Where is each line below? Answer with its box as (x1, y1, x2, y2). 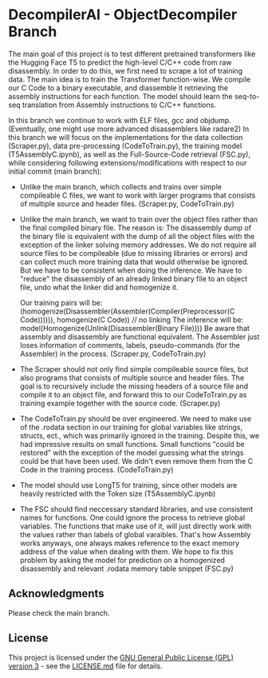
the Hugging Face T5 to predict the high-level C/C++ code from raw (8, 58, 232, 67)
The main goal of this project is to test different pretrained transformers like (8, 49, 256, 58)
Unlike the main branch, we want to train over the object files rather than (19, 214, 258, 224)
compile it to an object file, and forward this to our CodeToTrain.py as (19, 389, 247, 399)
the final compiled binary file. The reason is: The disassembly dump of (19, 222, 252, 233)
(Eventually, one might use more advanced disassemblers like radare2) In (8, 124, 250, 134)
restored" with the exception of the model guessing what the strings (19, 448, 244, 457)
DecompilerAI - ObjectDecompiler (8, 6, 238, 24)
